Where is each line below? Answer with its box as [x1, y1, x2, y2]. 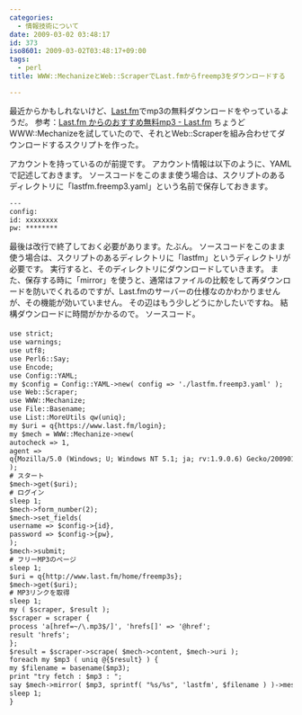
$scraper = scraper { [9, 613, 91, 622]
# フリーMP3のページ [9, 555, 76, 564]
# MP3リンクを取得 [9, 588, 70, 598]
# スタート [9, 471, 45, 481]
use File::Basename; [9, 405, 87, 414]
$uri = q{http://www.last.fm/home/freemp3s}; [9, 572, 182, 581]
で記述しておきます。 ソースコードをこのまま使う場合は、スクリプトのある [9, 169, 286, 180]
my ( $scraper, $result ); [9, 605, 111, 614]
